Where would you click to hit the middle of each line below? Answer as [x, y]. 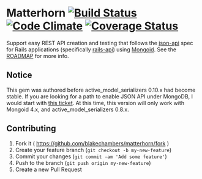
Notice [19, 75]
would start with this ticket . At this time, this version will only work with [95, 103]
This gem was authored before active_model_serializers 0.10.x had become [101, 90]
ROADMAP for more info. [38, 56]
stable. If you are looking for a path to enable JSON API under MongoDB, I [100, 96]
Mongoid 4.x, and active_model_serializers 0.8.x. [68, 109]
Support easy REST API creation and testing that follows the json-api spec [100, 43]
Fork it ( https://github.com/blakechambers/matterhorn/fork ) [92, 143]
